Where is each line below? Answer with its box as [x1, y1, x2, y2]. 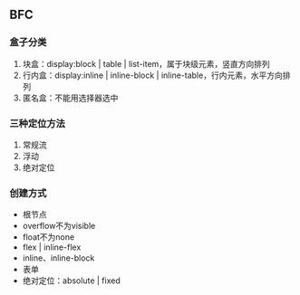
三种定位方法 [9, 117, 66, 129]
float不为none [22, 232, 75, 243]
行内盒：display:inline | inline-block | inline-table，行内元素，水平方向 [22, 70, 283, 81]
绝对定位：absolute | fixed [22, 275, 121, 286]
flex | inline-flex [22, 242, 82, 252]
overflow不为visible [22, 221, 96, 232]
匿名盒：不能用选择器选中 [22, 92, 119, 103]
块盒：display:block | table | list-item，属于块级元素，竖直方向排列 [22, 58, 270, 69]
